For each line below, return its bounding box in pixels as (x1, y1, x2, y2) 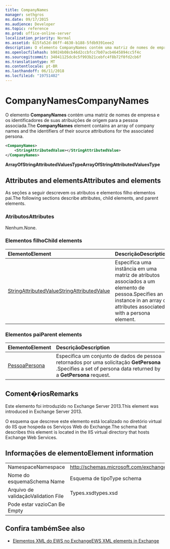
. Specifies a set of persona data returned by (56, 365, 161, 372)
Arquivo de (8, 486, 34, 493)
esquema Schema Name (8, 478, 65, 485)
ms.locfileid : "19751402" (5, 73, 60, 78)
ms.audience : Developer (5, 21, 56, 27)
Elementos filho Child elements (5, 237, 82, 244)
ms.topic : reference (5, 26, 49, 31)
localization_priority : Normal (5, 36, 71, 41)
